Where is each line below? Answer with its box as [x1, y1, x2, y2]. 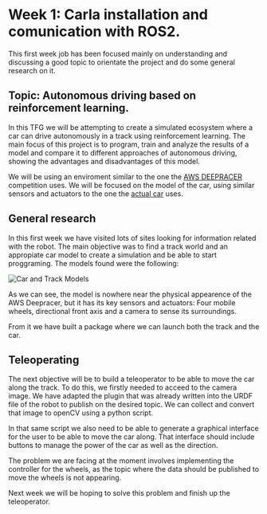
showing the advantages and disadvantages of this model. [8, 156, 201, 166]
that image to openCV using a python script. [8, 408, 154, 418]
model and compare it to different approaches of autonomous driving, [8, 147, 238, 157]
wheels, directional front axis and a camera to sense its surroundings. [8, 306, 237, 316]
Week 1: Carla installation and [8, 6, 209, 24]
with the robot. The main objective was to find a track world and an [8, 241, 229, 251]
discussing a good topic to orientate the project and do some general [8, 57, 235, 67]
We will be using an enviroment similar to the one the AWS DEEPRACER [8, 171, 243, 181]
